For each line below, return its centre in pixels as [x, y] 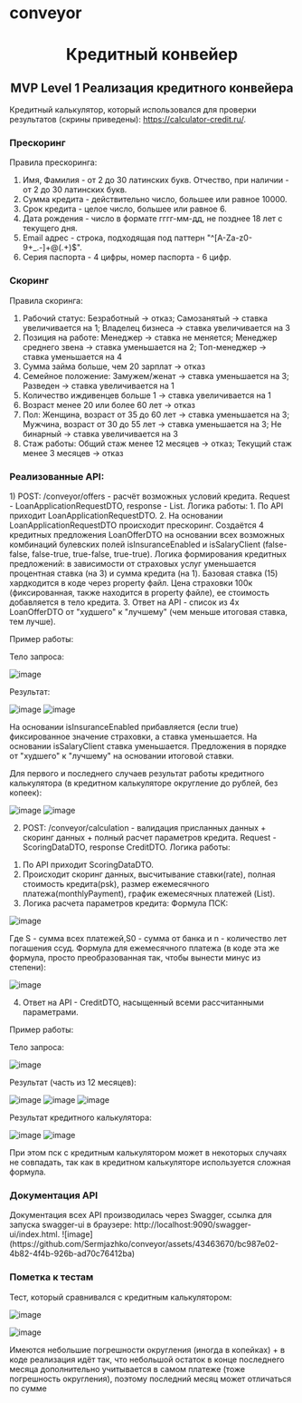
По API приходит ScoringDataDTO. [88, 865]
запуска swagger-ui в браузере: [71, 1225]
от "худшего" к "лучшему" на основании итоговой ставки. [122, 756]
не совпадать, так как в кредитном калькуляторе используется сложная [150, 1163]
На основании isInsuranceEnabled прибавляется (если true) [124, 727]
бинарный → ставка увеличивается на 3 [100, 434]
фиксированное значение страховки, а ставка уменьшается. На [133, 736]
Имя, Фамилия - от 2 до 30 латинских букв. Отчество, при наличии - [156, 180]
